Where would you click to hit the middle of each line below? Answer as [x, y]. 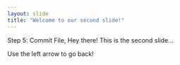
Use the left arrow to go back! [50, 54]
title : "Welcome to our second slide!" [66, 20]
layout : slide [28, 14]
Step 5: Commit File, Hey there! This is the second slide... [91, 40]
